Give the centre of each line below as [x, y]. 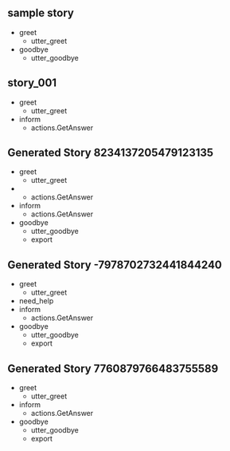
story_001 [32, 83]
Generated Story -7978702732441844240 [115, 265]
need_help [36, 301]
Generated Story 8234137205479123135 [111, 153]
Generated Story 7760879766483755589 [113, 368]
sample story [41, 13]
